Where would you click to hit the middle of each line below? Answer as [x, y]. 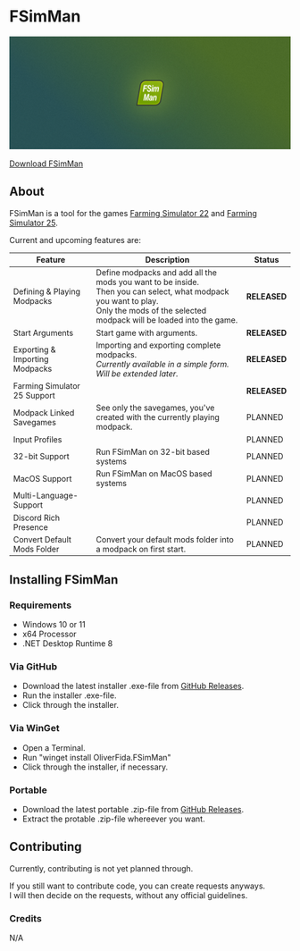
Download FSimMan [46, 164]
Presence [31, 527]
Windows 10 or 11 [54, 624]
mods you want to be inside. [147, 282]
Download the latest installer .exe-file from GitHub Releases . [133, 686]
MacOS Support [42, 478]
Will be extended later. [137, 374]
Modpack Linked [44, 412]
